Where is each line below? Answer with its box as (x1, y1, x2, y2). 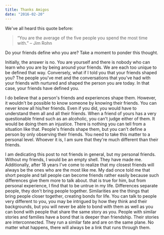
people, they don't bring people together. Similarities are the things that (5, 188, 149, 194)
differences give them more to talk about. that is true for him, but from (5, 177, 146, 183)
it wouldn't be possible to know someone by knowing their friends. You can (5, 100, 157, 106)
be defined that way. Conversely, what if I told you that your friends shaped (5, 69, 157, 75)
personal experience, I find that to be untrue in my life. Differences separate (5, 182, 158, 188)
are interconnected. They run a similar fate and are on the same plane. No (5, 219, 154, 225)
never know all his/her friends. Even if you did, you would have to (5, 105, 137, 111)
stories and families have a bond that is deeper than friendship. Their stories (5, 214, 159, 220)
